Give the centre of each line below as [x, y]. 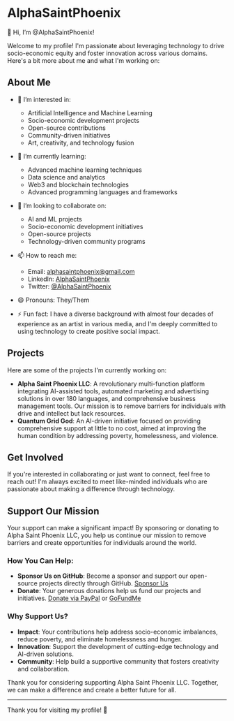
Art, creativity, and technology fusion [81, 143]
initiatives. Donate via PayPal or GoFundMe [79, 598]
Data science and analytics [67, 177]
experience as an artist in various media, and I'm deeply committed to [117, 323]
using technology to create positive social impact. [88, 331]
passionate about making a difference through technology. [91, 489]
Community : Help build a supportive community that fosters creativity [118, 661]
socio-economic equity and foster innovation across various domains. [107, 53]
